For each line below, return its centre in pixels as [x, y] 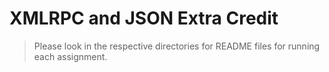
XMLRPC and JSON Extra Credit [144, 18]
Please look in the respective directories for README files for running [177, 46]
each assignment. [70, 56]
